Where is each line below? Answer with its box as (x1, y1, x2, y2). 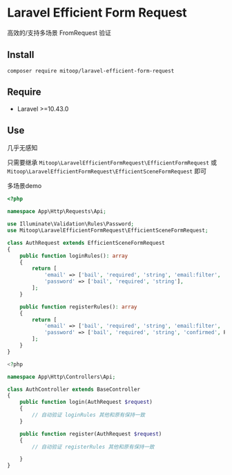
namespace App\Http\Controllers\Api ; (7, 373, 116, 380)
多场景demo (7, 182, 42, 190)
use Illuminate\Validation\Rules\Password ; (7, 221, 135, 227)
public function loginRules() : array (19, 252, 128, 259)
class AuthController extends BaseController (7, 386, 140, 393)
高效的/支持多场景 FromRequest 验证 (7, 28, 112, 37)
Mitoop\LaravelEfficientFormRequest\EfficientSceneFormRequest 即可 (7, 167, 207, 176)
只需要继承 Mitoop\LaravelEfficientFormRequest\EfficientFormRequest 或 (7, 158, 217, 167)
